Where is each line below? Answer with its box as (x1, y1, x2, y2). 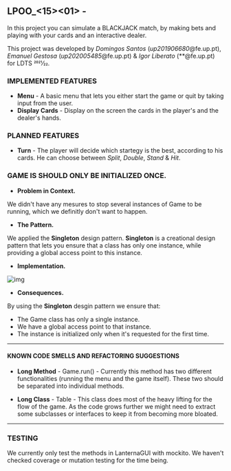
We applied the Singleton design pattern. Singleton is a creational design (7, 234, 216, 242)
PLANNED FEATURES (7, 131, 80, 140)
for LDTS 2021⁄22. (7, 58, 50, 67)
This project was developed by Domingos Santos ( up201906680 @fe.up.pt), (7, 44, 221, 52)
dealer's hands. (16, 113, 62, 122)
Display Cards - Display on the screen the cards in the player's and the (16, 107, 219, 115)
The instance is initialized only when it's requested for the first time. (16, 329, 210, 338)
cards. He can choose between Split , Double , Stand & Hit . (16, 154, 181, 162)
